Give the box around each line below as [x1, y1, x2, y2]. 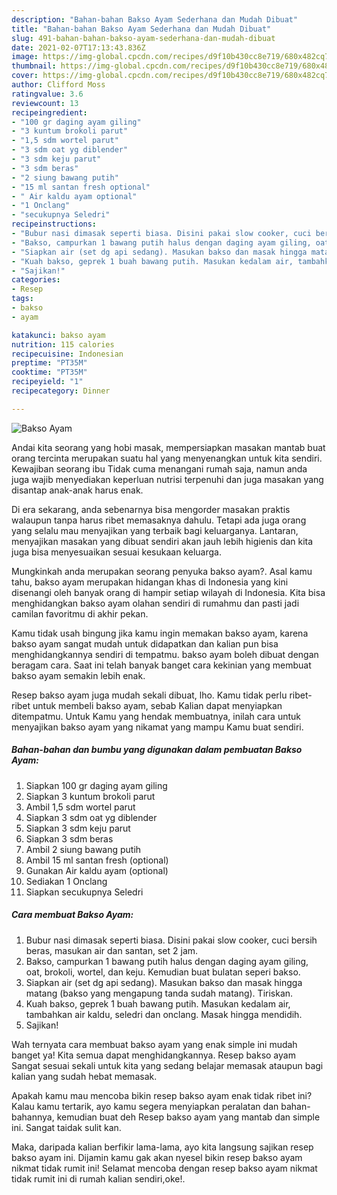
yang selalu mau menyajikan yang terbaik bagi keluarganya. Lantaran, [11, 524, 299, 536]
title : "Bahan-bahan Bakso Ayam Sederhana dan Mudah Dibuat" [11, 24, 272, 34]
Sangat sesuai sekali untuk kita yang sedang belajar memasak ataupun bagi [11, 1059, 324, 1071]
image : [11, 52, 39, 62]
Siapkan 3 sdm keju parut [25, 822, 131, 834]
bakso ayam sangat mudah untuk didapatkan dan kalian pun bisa [11, 637, 279, 650]
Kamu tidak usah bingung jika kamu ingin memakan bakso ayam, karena [11, 627, 309, 639]
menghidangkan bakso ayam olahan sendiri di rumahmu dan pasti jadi [11, 597, 300, 609]
